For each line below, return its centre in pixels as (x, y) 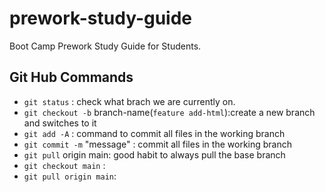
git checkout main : (64, 165)
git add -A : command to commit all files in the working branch (154, 133)
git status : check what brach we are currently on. (129, 101)
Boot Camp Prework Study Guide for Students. (105, 46)
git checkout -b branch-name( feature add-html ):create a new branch (169, 112)
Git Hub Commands (71, 77)
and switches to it (60, 123)
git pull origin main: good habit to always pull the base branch (154, 154)
